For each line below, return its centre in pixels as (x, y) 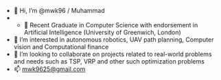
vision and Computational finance (61, 47)
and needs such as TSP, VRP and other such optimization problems (109, 61)
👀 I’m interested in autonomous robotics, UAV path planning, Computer (114, 40)
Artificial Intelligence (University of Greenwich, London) (103, 32)
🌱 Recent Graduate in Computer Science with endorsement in (111, 25)
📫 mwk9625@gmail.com (49, 69)
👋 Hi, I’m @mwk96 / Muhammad (59, 11)
